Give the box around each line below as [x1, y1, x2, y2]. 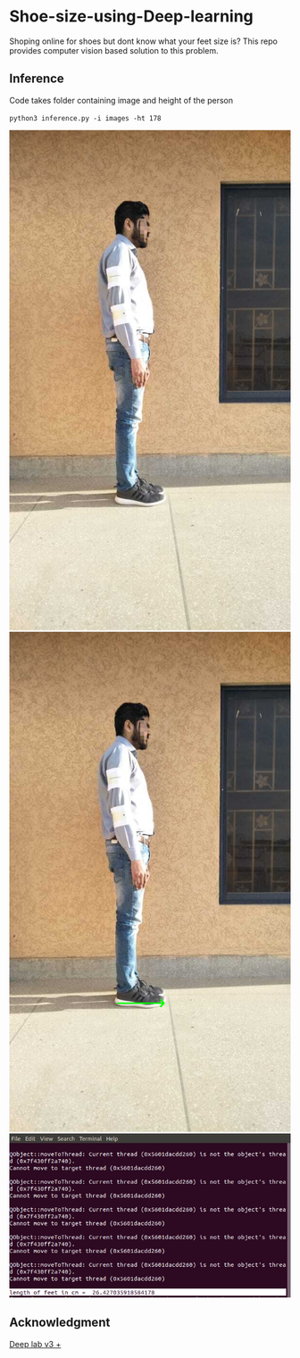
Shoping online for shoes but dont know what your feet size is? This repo [9, 36, 279, 46]
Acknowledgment [9, 1315, 111, 1330]
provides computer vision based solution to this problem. [9, 45, 219, 55]
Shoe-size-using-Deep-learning [9, 6, 254, 27]
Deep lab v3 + [9, 1338, 62, 1349]
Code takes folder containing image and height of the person [9, 95, 234, 105]
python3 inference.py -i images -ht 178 [9, 113, 162, 122]
